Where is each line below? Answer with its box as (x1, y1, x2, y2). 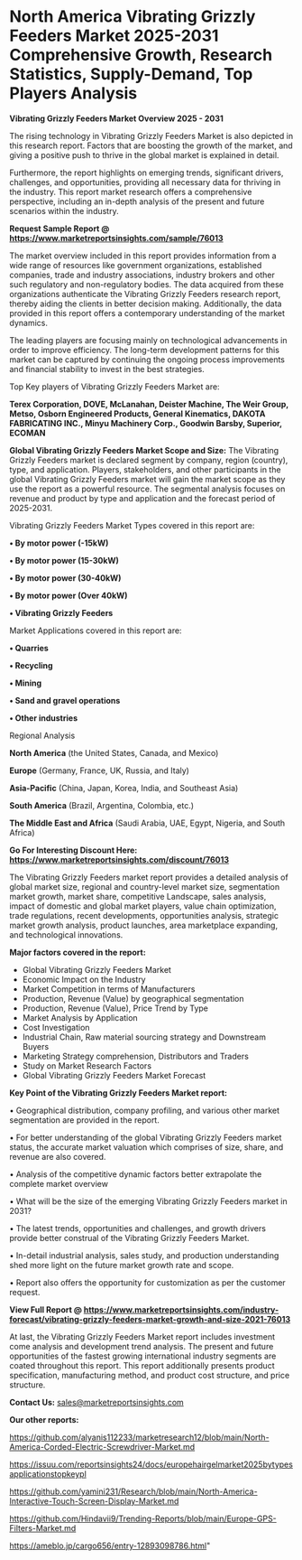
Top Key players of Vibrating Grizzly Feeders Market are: (9, 381, 220, 392)
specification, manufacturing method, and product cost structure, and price (9, 1369, 290, 1380)
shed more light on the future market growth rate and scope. (9, 1259, 234, 1270)
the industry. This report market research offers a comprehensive (9, 186, 252, 197)
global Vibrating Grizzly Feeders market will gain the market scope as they (9, 473, 286, 484)
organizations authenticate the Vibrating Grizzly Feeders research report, (9, 288, 281, 299)
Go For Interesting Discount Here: (9, 845, 138, 855)
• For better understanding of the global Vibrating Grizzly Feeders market (9, 1132, 282, 1143)
